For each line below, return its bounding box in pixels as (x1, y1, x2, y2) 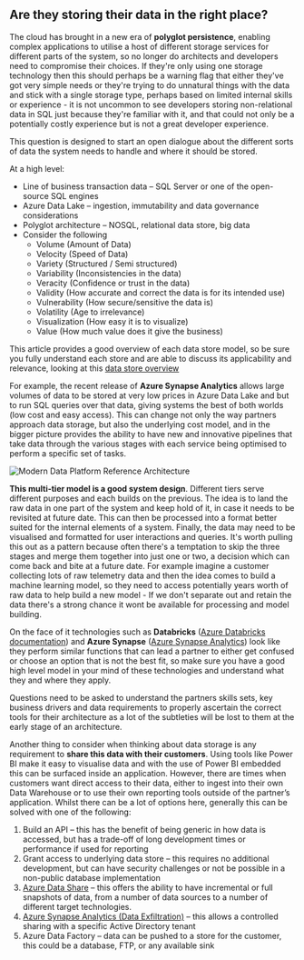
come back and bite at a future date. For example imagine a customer (9, 560, 270, 571)
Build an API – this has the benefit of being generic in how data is (22, 824, 266, 835)
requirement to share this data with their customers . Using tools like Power (9, 748, 293, 759)
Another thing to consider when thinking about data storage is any (9, 738, 257, 749)
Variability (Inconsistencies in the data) (35, 267, 181, 278)
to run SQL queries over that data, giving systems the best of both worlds (9, 399, 284, 410)
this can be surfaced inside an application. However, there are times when (9, 767, 287, 778)
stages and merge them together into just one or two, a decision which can (9, 550, 290, 562)
